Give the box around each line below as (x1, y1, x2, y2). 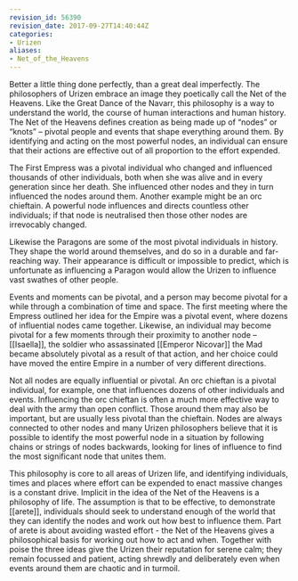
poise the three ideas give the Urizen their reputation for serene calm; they (9, 544, 283, 554)
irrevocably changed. (9, 219, 87, 230)
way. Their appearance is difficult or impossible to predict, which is (43, 256, 289, 266)
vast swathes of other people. (9, 274, 119, 285)
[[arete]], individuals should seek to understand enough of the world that (9, 506, 276, 517)
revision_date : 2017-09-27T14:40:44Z (9, 21, 149, 30)
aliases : (9, 46, 42, 55)
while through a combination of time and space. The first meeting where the (9, 301, 288, 312)
